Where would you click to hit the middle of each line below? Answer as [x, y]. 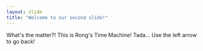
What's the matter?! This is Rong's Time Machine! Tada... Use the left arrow [102, 35]
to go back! [21, 41]
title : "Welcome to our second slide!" [57, 18]
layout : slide [25, 12]
